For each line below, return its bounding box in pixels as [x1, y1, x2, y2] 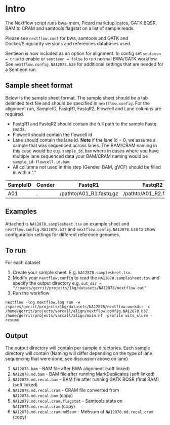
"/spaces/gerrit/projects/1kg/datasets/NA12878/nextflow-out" [12, 285, 147, 291]
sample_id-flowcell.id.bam [12, 159, 70, 165]
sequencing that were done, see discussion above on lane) [5, 356, 128, 362]
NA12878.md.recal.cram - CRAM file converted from [12, 387, 119, 394]
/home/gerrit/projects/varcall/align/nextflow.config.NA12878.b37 [5, 309, 148, 314]
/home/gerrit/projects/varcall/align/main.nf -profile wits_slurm [5, 313, 148, 318]
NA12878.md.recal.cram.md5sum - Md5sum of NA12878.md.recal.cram [12, 409, 153, 415]
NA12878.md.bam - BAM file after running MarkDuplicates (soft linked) [12, 371, 155, 377]
